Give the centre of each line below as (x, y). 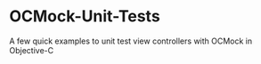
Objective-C (32, 50)
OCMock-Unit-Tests (85, 16)
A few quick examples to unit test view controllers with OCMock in (131, 41)
